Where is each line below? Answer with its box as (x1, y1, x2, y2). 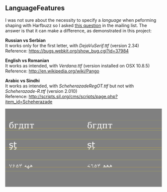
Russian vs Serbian (5, 37, 46, 43)
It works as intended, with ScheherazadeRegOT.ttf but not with (5, 83, 134, 89)
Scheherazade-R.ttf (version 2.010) (5, 88, 78, 94)
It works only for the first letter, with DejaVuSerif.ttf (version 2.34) (5, 42, 139, 49)
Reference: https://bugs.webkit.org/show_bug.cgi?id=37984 (5, 48, 129, 54)
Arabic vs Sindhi (5, 77, 40, 83)
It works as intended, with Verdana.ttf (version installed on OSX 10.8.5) (5, 63, 150, 68)
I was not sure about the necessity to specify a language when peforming (5, 17, 157, 23)
